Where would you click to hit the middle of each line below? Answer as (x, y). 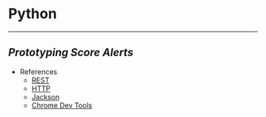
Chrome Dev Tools (62, 105)
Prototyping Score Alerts (71, 53)
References (38, 71)
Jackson (46, 96)
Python (32, 14)
